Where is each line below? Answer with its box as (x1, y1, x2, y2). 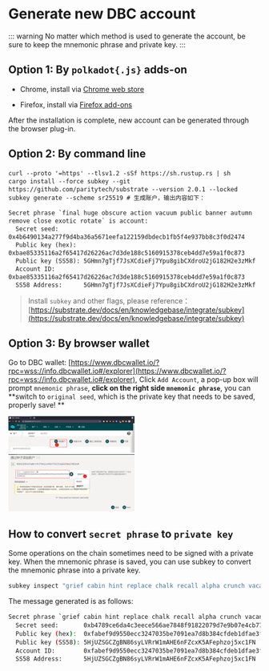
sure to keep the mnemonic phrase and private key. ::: (8, 39, 186, 49)
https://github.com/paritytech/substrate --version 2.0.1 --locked (8, 185, 239, 193)
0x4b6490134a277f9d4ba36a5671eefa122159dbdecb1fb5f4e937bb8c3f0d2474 (8, 233, 246, 241)
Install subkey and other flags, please (27, 295, 150, 305)
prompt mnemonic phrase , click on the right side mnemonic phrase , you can (8, 384, 251, 393)
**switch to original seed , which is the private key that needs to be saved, (8, 392, 255, 401)
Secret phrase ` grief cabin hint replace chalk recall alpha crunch (8, 613, 242, 621)
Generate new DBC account (8, 5, 196, 23)
